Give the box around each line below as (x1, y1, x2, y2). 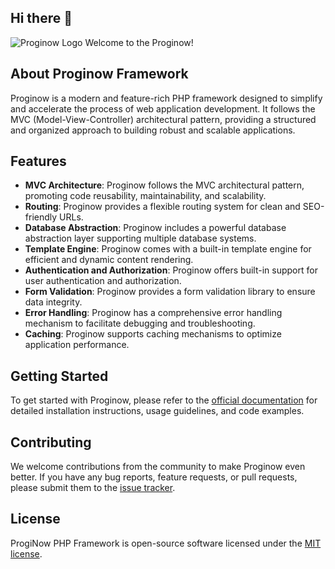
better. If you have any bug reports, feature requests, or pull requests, (10, 471, 298, 483)
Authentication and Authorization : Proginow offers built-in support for (24, 264, 318, 276)
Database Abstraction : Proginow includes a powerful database (24, 222, 287, 234)
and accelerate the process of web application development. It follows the (10, 102, 316, 115)
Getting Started (10, 367, 109, 385)
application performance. (24, 339, 130, 351)
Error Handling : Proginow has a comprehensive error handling (24, 307, 283, 319)
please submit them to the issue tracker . (10, 482, 176, 494)
